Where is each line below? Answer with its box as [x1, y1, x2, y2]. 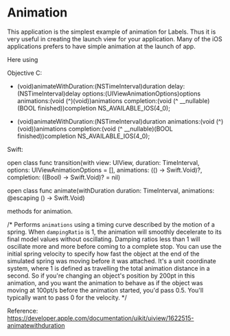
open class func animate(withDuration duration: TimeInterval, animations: [7, 186, 215, 194]
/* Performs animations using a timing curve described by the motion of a [7, 220, 215, 228]
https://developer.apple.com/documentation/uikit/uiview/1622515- [7, 314, 194, 322]
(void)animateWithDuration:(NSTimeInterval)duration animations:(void [16, 117, 215, 125]
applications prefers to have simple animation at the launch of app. [7, 42, 196, 50]
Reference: [7, 306, 38, 315]
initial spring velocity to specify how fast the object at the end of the [7, 249, 200, 258]
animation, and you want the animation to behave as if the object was [7, 278, 203, 287]
